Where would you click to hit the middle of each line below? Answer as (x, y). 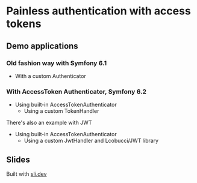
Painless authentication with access (98, 11)
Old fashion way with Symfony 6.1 (57, 63)
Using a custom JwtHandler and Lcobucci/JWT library (91, 141)
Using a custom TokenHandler (61, 111)
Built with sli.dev (27, 174)
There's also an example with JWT (49, 123)
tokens (24, 24)
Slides (18, 159)
